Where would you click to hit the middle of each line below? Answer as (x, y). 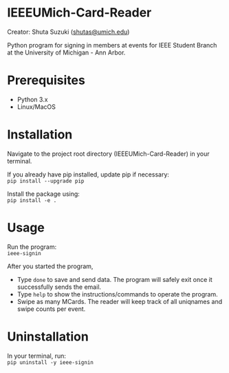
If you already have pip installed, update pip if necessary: (88, 174)
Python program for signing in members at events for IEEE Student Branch (112, 45)
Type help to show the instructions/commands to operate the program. (117, 294)
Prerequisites (46, 80)
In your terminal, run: (37, 356)
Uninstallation (48, 336)
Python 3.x (32, 99)
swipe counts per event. (51, 309)
